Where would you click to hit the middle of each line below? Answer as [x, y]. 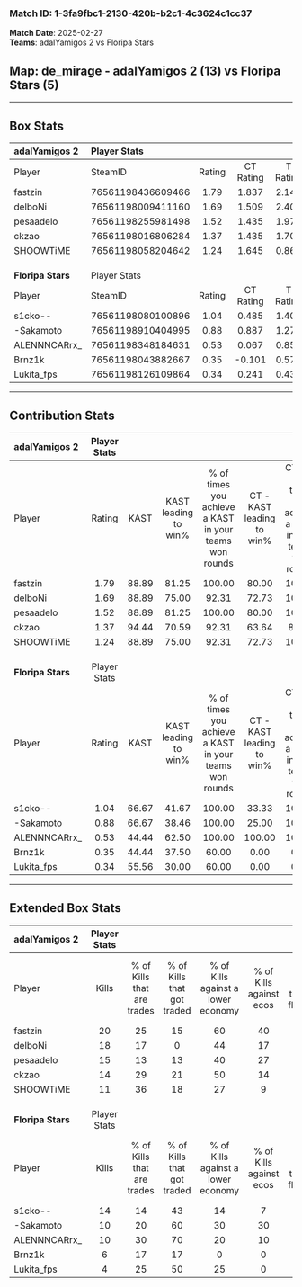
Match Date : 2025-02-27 [56, 33]
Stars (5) [34, 85]
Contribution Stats [62, 416]
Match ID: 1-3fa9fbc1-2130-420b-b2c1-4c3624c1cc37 [131, 13]
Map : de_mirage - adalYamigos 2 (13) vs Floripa [145, 71]
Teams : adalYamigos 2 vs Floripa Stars [82, 42]
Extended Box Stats [65, 908]
